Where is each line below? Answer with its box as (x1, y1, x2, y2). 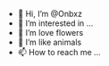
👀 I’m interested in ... (17, 18, 94, 29)
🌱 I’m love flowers (17, 28, 84, 37)
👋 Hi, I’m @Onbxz (17, 9, 83, 19)
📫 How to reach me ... (17, 47, 101, 57)
